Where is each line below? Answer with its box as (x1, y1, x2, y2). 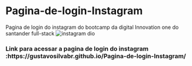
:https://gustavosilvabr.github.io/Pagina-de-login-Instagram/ (5, 52, 186, 60)
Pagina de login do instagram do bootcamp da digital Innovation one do (5, 24, 179, 31)
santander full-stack (5, 29, 55, 37)
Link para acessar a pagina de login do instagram (5, 44, 148, 52)
